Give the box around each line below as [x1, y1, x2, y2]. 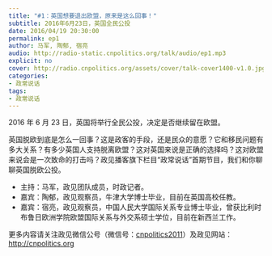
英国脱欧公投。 [15, 165, 66, 174]
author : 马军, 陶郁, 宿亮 [8, 42, 89, 50]
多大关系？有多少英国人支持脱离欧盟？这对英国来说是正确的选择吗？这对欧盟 [8, 145, 264, 154]
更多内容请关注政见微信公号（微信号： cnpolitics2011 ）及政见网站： [8, 229, 233, 239]
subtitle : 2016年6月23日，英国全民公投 [8, 19, 131, 27]
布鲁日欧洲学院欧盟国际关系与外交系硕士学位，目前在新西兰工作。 [19, 212, 240, 222]
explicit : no [8, 57, 53, 65]
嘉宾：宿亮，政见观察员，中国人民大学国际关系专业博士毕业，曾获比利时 [19, 203, 261, 212]
